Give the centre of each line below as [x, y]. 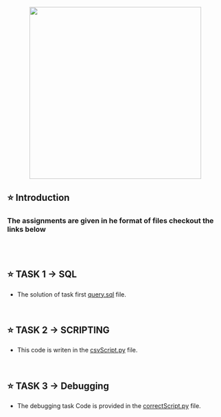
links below [26, 229]
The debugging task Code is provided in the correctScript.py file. [109, 406]
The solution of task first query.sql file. [72, 294]
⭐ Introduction [38, 198]
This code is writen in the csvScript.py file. [77, 350]
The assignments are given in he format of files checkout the [110, 221]
